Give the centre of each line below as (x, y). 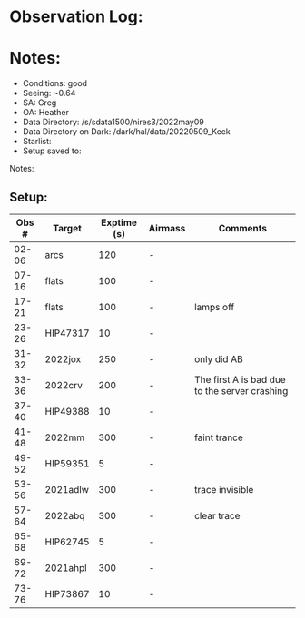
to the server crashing (241, 390)
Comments (243, 228)
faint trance (218, 437)
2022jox (63, 358)
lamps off (214, 307)
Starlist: (37, 142)
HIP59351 (67, 463)
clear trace (217, 515)
